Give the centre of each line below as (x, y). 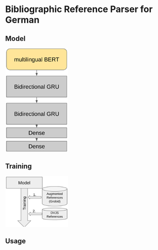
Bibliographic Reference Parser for (79, 9)
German (22, 20)
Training (19, 166)
